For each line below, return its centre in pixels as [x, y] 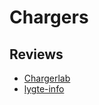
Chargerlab [47, 78]
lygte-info [44, 89]
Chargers [49, 17]
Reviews [36, 54]
